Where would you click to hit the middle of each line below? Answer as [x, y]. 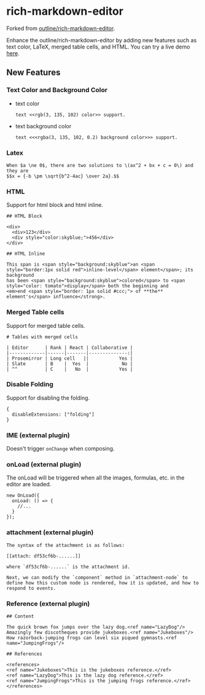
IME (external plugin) [38, 435]
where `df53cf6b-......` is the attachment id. [68, 567]
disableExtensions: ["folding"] [53, 414]
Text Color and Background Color [57, 90]
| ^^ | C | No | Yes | [70, 369]
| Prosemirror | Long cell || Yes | [70, 358]
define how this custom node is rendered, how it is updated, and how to [103, 583]
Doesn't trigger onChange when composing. [60, 449]
